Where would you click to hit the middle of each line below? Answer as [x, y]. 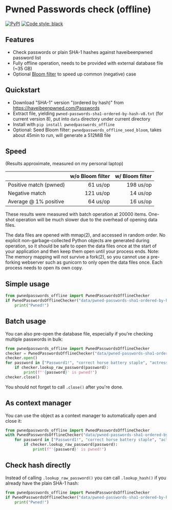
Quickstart [23, 90]
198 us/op [139, 185]
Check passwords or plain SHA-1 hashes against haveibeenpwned [82, 52]
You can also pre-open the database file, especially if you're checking [79, 334]
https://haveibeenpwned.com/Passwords [56, 108]
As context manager [38, 403]
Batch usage [26, 321]
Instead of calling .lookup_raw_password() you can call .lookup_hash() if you [86, 478]
